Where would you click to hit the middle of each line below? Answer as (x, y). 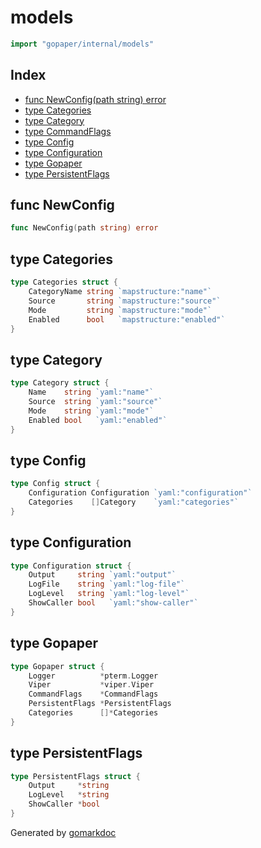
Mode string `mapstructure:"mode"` (120, 310)
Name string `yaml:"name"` (91, 392)
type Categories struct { (64, 282)
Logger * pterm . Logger (93, 676)
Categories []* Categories (93, 713)
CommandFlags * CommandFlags (93, 694)
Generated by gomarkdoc (63, 832)
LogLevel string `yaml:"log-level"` (109, 594)
